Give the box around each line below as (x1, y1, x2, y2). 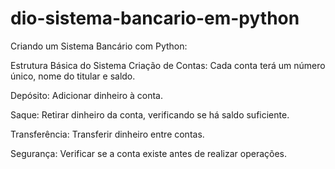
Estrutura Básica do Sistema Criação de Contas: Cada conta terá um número (10, 59, 326, 71)
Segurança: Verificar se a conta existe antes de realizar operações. (10, 147, 288, 159)
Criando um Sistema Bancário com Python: (10, 40, 188, 52)
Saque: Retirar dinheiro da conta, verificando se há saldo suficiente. (10, 108, 290, 121)
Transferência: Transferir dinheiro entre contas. (10, 128, 205, 140)
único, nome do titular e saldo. (10, 70, 136, 82)
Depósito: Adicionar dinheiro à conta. (10, 89, 164, 101)
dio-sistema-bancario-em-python (10, 7, 300, 30)
